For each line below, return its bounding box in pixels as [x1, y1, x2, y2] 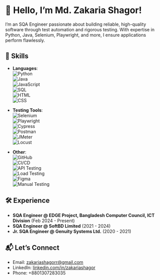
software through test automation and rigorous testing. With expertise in [5, 26, 155, 32]
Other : [12, 149, 27, 155]
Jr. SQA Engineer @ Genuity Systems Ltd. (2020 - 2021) [12, 228, 132, 234]
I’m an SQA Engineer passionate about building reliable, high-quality [5, 21, 146, 27]
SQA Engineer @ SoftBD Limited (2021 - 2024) [12, 223, 111, 229]
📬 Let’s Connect [5, 243, 59, 252]
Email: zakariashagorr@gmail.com [12, 259, 84, 265]
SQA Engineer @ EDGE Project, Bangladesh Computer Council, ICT [12, 212, 155, 218]
